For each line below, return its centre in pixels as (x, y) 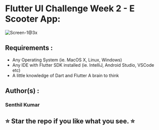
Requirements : (29, 48)
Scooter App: (33, 19)
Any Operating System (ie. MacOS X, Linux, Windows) (67, 60)
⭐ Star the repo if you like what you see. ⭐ (70, 121)
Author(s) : (22, 91)
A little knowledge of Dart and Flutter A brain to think (65, 75)
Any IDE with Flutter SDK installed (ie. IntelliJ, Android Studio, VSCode (83, 65)
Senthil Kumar (23, 105)
